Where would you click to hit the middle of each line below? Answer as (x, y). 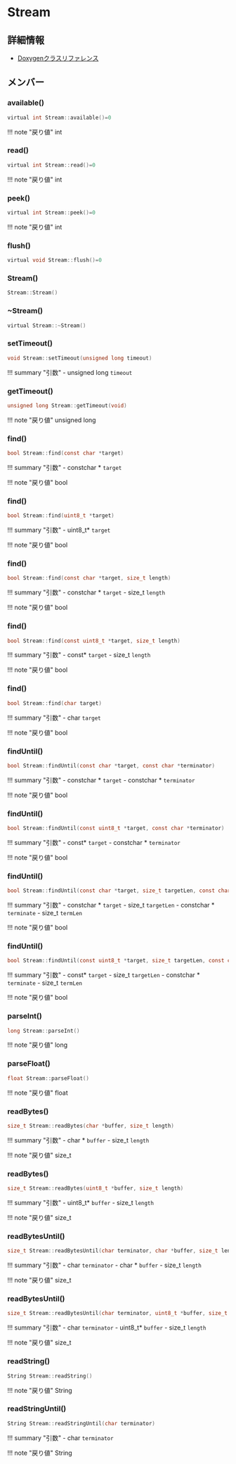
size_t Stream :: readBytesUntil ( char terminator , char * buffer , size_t (113, 1251)
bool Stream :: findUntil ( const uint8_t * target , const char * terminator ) (116, 828)
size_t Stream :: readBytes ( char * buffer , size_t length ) (91, 1126)
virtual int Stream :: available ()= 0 (59, 117)
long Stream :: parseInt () (44, 1031)
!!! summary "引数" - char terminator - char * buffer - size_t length (104, 1265)
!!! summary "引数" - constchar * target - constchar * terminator (101, 780)
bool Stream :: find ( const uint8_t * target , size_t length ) (94, 641)
